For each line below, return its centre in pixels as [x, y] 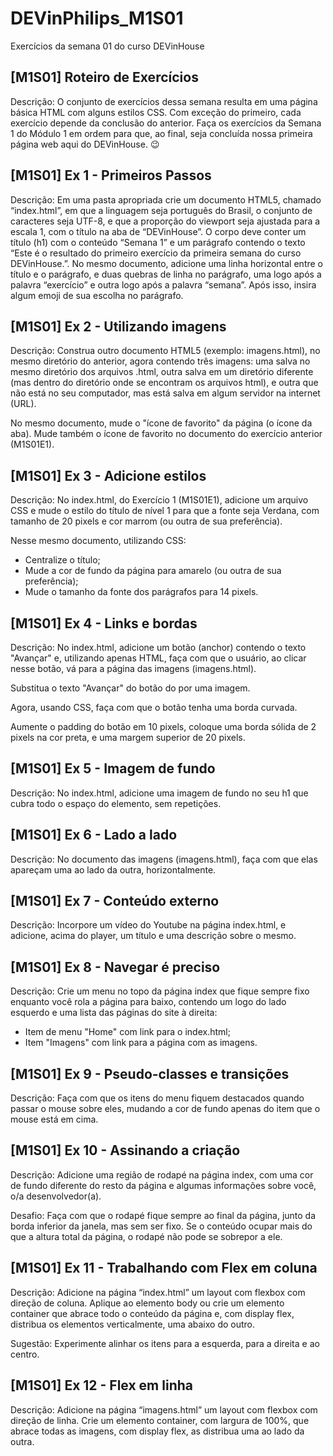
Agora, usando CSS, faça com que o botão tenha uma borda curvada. [154, 707]
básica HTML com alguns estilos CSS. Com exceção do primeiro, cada [156, 112]
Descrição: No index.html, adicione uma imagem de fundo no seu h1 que [159, 793]
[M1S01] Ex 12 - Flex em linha [101, 1385]
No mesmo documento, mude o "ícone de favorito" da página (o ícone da [161, 423]
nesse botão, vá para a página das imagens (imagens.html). [133, 668]
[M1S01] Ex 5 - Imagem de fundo [113, 768]
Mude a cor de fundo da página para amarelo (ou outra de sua [153, 571]
